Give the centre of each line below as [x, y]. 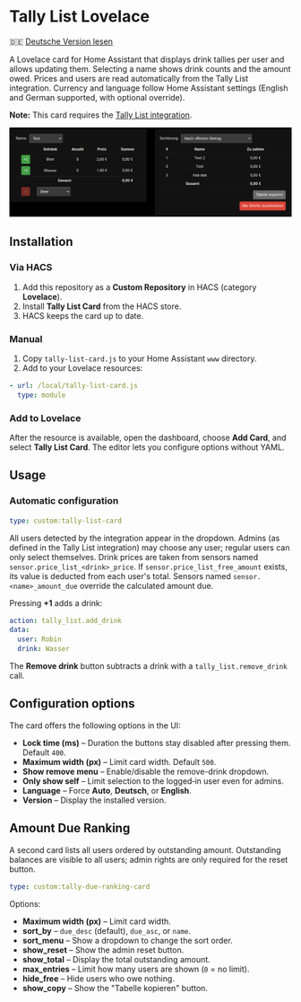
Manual [26, 338]
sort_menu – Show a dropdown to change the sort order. [127, 940]
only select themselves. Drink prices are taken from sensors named [134, 557]
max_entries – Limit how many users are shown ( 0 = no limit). [136, 969]
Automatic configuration [64, 501]
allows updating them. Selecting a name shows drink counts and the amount [150, 68]
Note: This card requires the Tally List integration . [101, 115]
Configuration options [73, 703]
